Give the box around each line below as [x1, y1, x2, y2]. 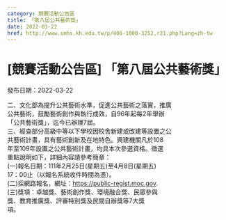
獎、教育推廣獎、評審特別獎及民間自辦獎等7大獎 [7, 196, 145, 205]
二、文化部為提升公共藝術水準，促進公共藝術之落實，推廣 [7, 101, 172, 109]
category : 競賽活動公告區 [7, 10, 75, 17]
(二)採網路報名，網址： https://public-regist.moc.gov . [7, 179, 159, 188]
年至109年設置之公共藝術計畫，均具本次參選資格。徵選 [7, 144, 164, 153]
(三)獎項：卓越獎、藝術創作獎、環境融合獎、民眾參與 [7, 188, 159, 196]
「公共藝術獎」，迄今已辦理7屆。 [7, 118, 99, 127]
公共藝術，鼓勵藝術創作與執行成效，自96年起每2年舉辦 [7, 109, 165, 118]
